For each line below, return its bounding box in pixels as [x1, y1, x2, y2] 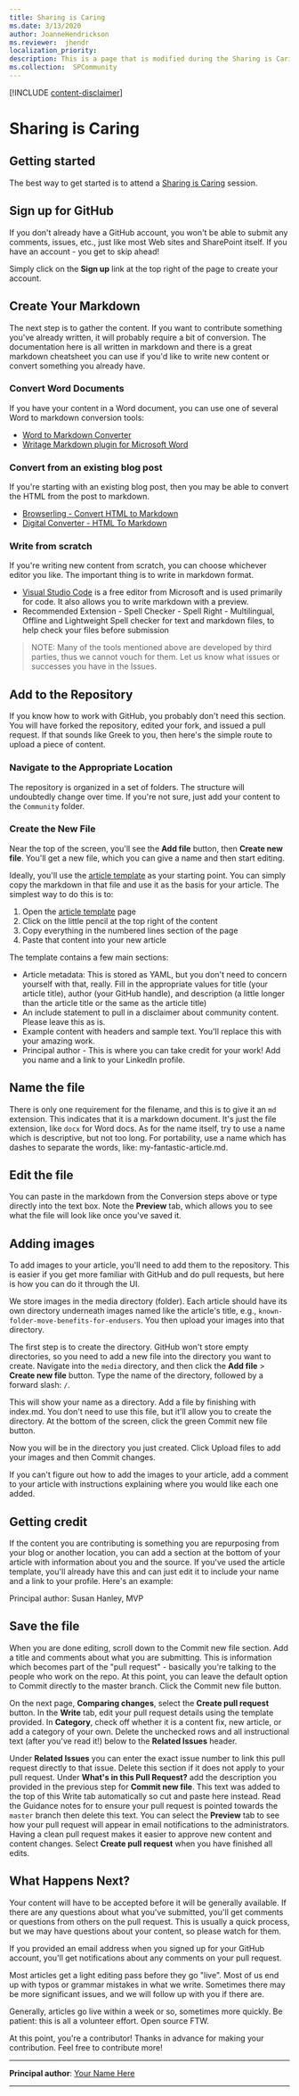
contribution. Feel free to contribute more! [9, 2042, 163, 2052]
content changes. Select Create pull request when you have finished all [9, 1838, 273, 1849]
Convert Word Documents [9, 383, 125, 395]
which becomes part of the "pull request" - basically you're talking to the [9, 1661, 277, 1672]
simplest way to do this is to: [9, 888, 114, 899]
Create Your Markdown [9, 299, 141, 314]
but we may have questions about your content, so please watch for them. [9, 1926, 282, 1936]
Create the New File [9, 822, 96, 835]
